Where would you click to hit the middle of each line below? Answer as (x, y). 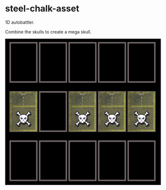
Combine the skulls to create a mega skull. (48, 32)
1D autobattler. (20, 22)
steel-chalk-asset (42, 9)
